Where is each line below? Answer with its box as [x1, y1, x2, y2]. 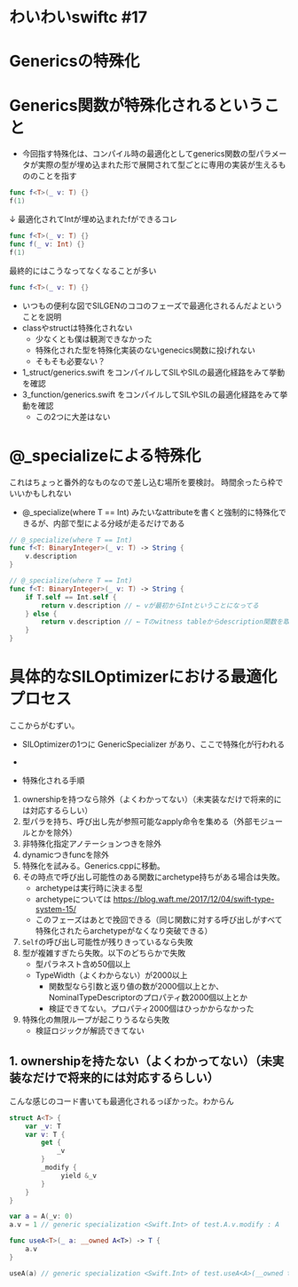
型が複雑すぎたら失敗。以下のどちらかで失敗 [21, 947, 186, 958]
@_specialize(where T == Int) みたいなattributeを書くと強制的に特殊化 [21, 506, 279, 517]
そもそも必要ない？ [35, 355, 106, 366]
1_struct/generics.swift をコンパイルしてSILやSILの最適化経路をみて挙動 [21, 367, 286, 377]
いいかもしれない [9, 488, 72, 498]
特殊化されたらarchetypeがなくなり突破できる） [35, 925, 213, 936]
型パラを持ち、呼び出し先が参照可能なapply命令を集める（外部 [21, 815, 253, 826]
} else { [25, 609, 58, 618]
